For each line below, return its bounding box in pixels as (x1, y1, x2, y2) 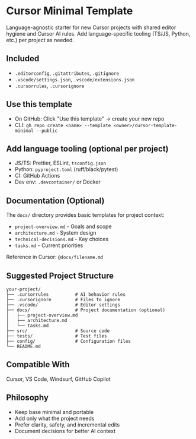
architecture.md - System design (14, 229, 97, 236)
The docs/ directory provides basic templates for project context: (6, 211, 165, 219)
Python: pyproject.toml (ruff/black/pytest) (14, 166, 118, 173)
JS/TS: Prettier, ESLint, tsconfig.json (14, 159, 107, 167)
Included (6, 53, 40, 64)
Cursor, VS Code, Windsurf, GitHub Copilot (6, 375, 111, 383)
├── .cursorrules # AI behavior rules (6, 292, 126, 298)
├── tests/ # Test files (6, 333, 108, 339)
